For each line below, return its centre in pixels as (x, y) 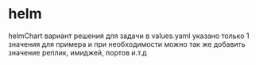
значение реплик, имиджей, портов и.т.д (78, 52)
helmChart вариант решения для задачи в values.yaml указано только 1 (129, 36)
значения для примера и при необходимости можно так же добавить (127, 44)
